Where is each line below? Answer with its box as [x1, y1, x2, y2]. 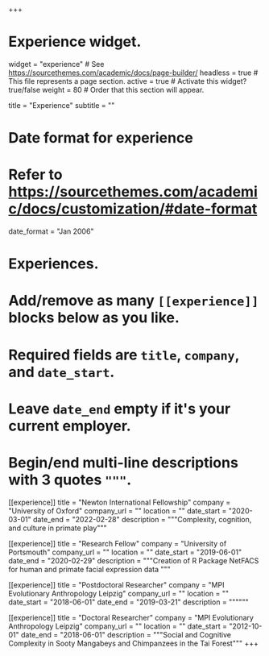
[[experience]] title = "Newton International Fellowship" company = [8, 497, 231, 507]
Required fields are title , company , [8, 346, 240, 363]
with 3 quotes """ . [8, 471, 132, 488]
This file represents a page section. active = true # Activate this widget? [8, 76, 247, 85]
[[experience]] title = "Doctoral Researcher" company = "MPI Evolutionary [8, 612, 254, 622]
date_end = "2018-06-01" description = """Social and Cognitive [20, 629, 232, 639]
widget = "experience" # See [8, 59, 105, 69]
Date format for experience [8, 129, 193, 147]
